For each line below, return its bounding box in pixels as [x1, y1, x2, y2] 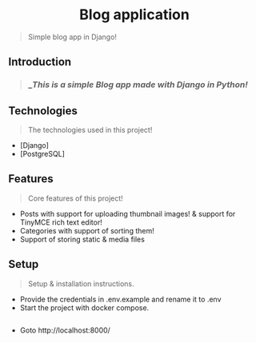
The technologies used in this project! [27, 126, 153, 135]
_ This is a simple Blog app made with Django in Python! [27, 79, 248, 90]
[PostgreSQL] [19, 150, 66, 159]
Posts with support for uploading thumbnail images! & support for [19, 209, 236, 218]
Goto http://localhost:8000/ [19, 325, 110, 335]
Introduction [8, 55, 72, 69]
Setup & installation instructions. [27, 278, 134, 289]
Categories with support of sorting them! [19, 225, 154, 235]
